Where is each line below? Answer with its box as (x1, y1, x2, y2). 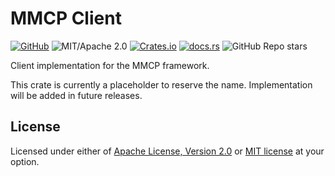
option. (10, 155, 40, 167)
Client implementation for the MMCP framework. (10, 59, 210, 71)
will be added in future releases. (10, 89, 143, 101)
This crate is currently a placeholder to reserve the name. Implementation (10, 78, 313, 91)
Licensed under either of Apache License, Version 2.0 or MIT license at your (10, 145, 325, 157)
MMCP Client (10, 7, 122, 30)
